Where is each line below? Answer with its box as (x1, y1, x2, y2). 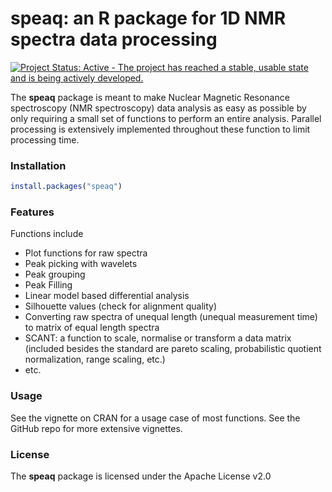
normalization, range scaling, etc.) (24, 353, 166, 366)
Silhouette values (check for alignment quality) (24, 300, 218, 312)
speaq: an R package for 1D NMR (10, 7, 287, 30)
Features (10, 205, 55, 219)
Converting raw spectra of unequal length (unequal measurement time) (24, 311, 318, 323)
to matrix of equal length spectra (24, 322, 160, 334)
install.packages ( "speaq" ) (10, 182, 123, 192)
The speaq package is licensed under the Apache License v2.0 (10, 470, 272, 482)
